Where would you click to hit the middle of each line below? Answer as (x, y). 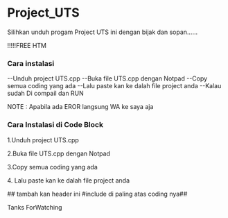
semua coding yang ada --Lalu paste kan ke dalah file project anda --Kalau (114, 86)
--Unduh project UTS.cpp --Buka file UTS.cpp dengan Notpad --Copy (107, 78)
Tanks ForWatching (35, 207)
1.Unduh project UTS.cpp (43, 140)
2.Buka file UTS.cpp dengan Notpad (59, 153)
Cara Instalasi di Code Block (55, 125)
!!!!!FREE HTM (27, 45)
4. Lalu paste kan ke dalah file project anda (69, 180)
